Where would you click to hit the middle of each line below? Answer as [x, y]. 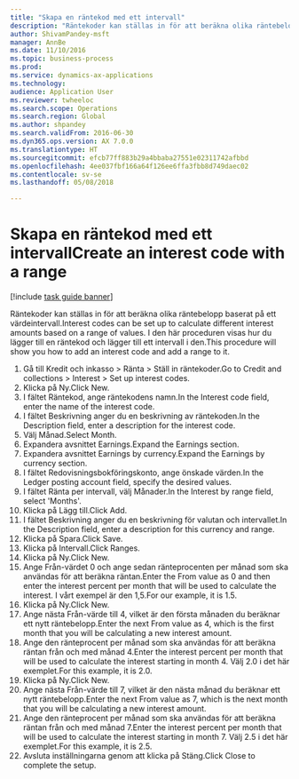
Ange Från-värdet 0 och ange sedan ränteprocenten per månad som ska [156, 567]
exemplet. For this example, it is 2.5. [87, 746]
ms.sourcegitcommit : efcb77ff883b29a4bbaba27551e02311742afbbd [130, 158]
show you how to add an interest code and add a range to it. [120, 352]
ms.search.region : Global [58, 116]
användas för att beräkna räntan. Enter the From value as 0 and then [146, 576]
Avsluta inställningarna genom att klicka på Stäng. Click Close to [139, 756]
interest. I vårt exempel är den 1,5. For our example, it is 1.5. [130, 595]
